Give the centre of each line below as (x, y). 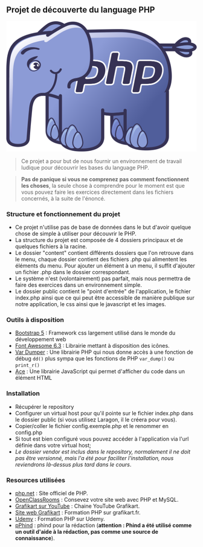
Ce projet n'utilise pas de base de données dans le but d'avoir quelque (103, 227)
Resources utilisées (36, 480)
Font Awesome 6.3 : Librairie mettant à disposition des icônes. (92, 346)
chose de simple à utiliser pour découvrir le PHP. (76, 234)
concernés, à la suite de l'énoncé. (63, 198)
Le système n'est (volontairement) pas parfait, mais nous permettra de (103, 279)
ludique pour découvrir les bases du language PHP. (85, 167)
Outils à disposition (35, 320)
